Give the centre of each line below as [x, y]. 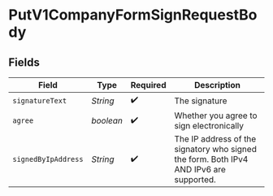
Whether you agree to [216, 115]
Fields [24, 62]
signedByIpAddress [48, 159]
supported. [195, 179]
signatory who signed [216, 149]
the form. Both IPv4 [211, 159]
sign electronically [209, 126]
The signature [201, 101]
